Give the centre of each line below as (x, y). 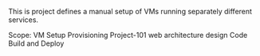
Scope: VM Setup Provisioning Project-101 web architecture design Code (128, 35)
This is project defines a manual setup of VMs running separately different (130, 11)
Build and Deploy (36, 43)
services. (23, 20)
